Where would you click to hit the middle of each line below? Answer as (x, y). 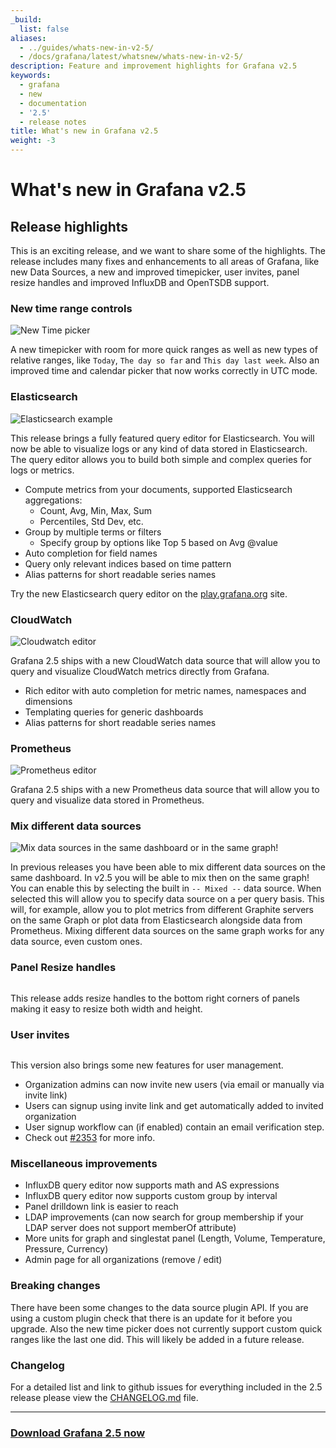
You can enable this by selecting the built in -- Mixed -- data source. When (166, 888)
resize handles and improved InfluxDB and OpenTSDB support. (140, 282)
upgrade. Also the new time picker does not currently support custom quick (166, 1328)
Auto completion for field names (91, 553)
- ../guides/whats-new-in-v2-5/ (87, 47)
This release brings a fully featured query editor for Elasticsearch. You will (162, 438)
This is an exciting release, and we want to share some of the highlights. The (168, 250)
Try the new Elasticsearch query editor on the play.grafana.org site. (149, 593)
